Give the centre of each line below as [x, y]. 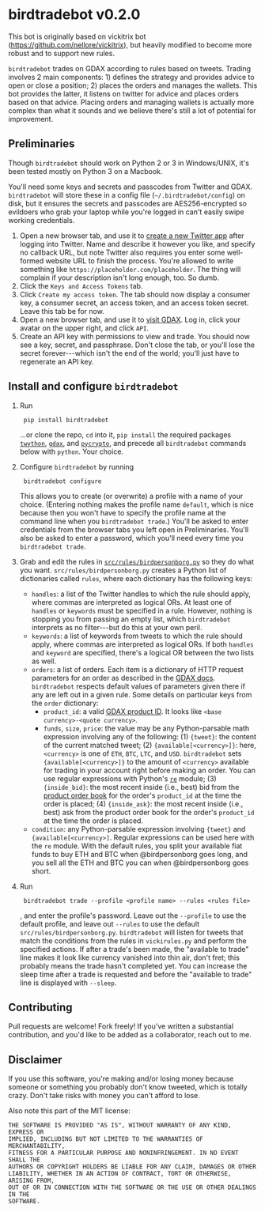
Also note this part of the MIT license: [69, 1111]
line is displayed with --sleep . [68, 983]
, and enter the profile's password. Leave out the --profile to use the [133, 916]
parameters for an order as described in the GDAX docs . [123, 678]
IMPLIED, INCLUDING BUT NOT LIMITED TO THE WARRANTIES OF [106, 1139]
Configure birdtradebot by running [77, 466]
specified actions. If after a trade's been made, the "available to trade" [134, 949]
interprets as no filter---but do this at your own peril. [117, 627]
